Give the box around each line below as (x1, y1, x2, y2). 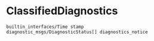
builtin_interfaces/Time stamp (6, 24, 84, 30)
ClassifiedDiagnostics (6, 4, 118, 18)
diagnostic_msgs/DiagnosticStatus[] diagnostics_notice (6, 29, 148, 35)
